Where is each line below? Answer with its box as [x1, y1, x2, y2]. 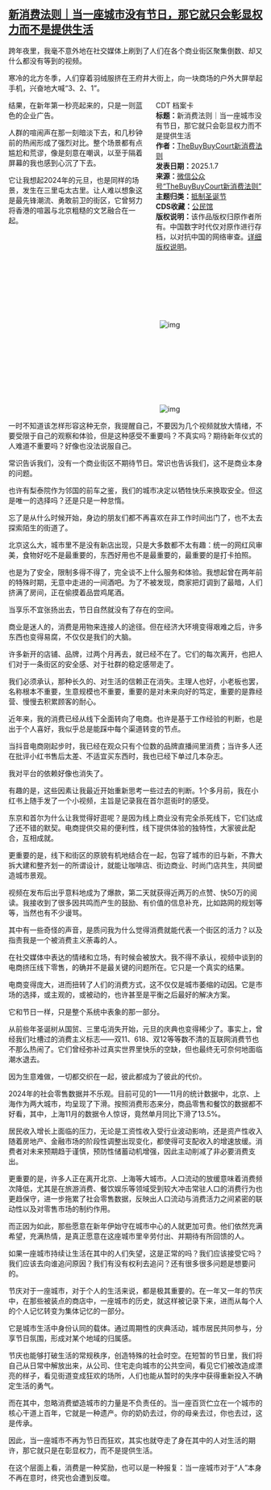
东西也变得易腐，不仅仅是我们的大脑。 [8, 631, 135, 641]
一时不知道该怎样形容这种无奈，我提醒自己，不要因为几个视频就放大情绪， [8, 420, 256, 430]
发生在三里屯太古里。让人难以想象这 [22, 185, 143, 195]
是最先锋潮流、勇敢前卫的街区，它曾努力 [8, 195, 143, 205]
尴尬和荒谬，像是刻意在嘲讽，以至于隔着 [8, 148, 143, 158]
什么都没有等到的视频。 [8, 56, 86, 65]
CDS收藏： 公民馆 [156, 201, 214, 211]
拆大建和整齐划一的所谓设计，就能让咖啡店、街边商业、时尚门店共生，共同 [8, 860, 256, 870]
